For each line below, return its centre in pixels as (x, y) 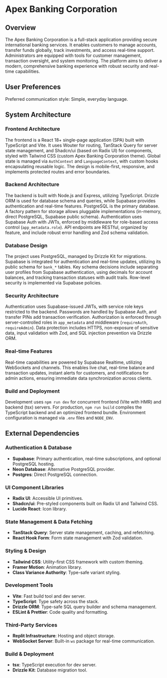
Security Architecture (32, 296)
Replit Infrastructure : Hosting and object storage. (64, 636)
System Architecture (38, 115)
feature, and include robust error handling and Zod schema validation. (77, 232)
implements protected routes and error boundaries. (58, 172)
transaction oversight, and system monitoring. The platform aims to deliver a (83, 61)
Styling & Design (26, 551)
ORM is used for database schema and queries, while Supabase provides (81, 201)
